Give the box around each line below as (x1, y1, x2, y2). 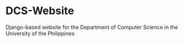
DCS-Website (5, 4, 74, 18)
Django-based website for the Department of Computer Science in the (5, 24, 178, 31)
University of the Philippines (5, 29, 75, 37)
